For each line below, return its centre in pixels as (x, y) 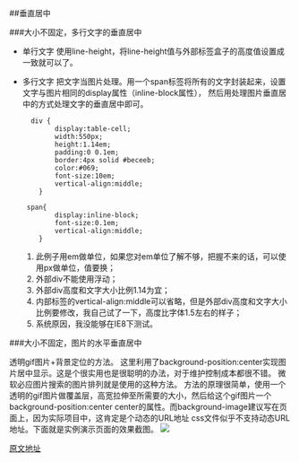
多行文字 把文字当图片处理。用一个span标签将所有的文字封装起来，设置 (154, 82)
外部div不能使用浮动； (77, 279)
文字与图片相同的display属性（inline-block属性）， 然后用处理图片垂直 (150, 93)
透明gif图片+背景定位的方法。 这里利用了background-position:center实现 (144, 362)
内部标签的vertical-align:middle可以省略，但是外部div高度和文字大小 (162, 301)
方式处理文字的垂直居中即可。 (93, 104)
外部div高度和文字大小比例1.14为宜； (103, 290)
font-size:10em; (85, 176)
